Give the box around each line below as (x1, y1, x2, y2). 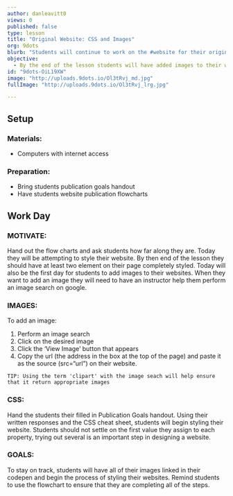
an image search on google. (7, 283, 87, 291)
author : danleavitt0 (7, 10, 67, 17)
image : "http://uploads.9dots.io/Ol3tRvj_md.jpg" (7, 74, 154, 82)
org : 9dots (7, 42, 39, 49)
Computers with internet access (17, 149, 109, 157)
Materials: (7, 133, 43, 143)
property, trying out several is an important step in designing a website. (7, 433, 212, 441)
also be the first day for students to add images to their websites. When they (7, 268, 226, 277)
